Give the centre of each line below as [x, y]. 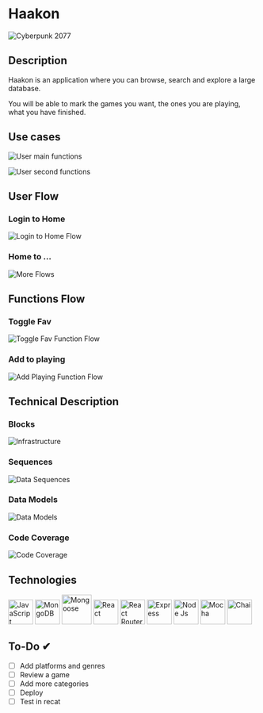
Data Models [33, 500]
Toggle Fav [30, 321]
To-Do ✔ [30, 647]
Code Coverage [39, 538]
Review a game [44, 674]
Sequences [30, 462]
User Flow [34, 196]
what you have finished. [47, 112]
